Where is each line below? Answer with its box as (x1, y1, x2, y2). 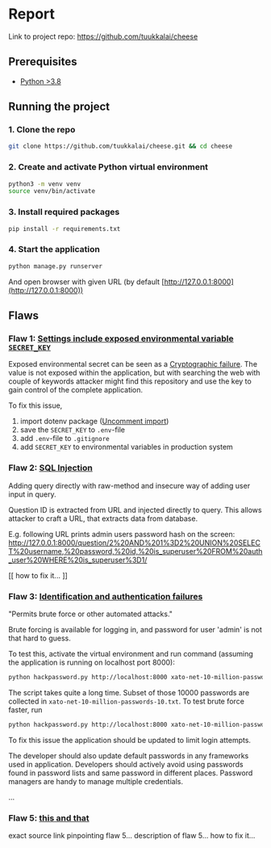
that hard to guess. (8, 633, 71, 643)
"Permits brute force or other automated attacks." (8, 609, 173, 619)
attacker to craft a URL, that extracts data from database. (8, 514, 198, 523)
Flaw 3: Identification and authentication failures (8, 590, 203, 602)
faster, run (8, 704, 43, 715)
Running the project (8, 100, 110, 114)
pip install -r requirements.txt (8, 225, 121, 233)
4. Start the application (8, 244, 101, 255)
